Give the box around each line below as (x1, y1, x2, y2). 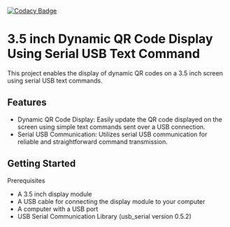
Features (7, 96, 47, 108)
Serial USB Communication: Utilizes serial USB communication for (17, 130, 208, 138)
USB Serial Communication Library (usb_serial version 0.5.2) (17, 212, 192, 220)
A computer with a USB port (17, 205, 99, 213)
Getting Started (7, 158, 76, 170)
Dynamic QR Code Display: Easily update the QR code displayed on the (17, 115, 222, 124)
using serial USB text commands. (7, 76, 103, 85)
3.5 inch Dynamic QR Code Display (7, 31, 213, 47)
